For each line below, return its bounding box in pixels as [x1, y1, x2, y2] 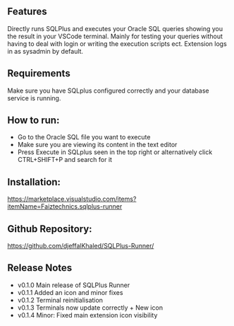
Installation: [7, 176, 61, 188]
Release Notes [7, 262, 73, 274]
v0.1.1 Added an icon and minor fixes [17, 288, 123, 296]
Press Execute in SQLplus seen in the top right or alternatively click [17, 148, 213, 156]
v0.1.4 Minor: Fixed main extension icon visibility [17, 310, 158, 319]
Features [7, 6, 47, 18]
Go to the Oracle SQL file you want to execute [17, 133, 151, 141]
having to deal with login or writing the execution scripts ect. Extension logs [7, 39, 227, 48]
